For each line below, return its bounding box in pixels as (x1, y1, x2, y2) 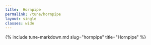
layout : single (5, 16, 37, 21)
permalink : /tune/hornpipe (5, 12, 61, 17)
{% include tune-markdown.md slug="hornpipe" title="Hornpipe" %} (5, 34, 147, 40)
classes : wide (5, 21, 35, 26)
